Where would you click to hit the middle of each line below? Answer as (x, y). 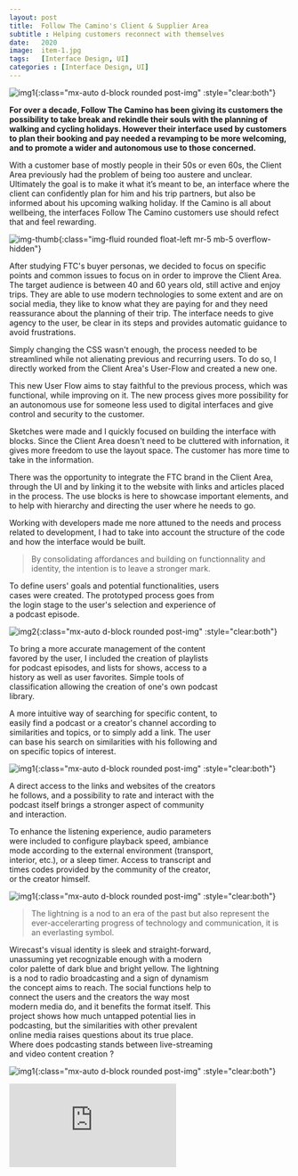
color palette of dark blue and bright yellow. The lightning (114, 968)
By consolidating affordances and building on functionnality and (148, 559)
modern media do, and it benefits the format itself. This (110, 1006)
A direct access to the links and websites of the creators (113, 785)
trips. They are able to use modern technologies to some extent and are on (146, 294)
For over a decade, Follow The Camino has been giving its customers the (146, 110)
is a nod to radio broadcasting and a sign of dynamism (109, 978)
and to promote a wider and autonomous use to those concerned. (133, 147)
